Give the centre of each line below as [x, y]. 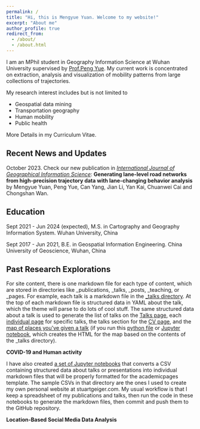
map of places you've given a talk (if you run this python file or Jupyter [93, 328]
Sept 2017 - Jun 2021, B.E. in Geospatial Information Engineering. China [94, 244]
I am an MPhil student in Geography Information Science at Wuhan [88, 62]
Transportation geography [47, 110]
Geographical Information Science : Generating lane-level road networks [96, 174]
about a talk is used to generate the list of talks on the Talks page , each [94, 315]
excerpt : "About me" [32, 23]
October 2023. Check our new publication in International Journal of [90, 168]
